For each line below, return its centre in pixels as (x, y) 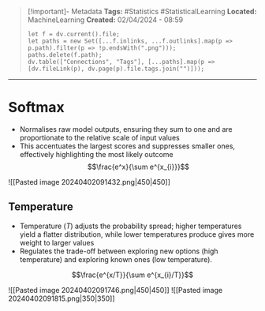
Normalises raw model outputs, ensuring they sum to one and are (126, 129)
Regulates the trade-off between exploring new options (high (119, 251)
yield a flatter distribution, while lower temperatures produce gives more (137, 234)
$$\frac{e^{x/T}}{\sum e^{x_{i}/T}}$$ (132, 275)
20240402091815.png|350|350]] (62, 298)
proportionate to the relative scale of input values (99, 137)
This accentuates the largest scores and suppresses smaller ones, (127, 146)
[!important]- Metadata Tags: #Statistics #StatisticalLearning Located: (142, 11)
